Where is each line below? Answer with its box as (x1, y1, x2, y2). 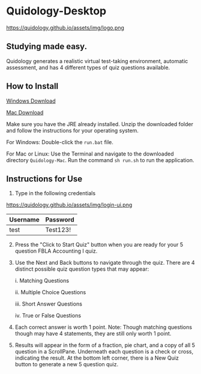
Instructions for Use (6, 173, 83, 184)
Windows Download (6, 97, 56, 104)
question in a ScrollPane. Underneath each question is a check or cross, (14, 348, 194, 355)
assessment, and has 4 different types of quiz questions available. (6, 64, 170, 71)
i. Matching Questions (14, 277, 70, 285)
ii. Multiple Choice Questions (14, 289, 86, 296)
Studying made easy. (6, 41, 88, 52)
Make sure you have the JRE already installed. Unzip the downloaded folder (6, 120, 194, 127)
